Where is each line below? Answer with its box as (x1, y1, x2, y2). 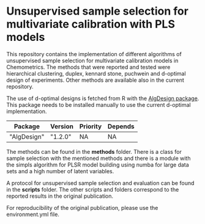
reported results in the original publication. (6, 192, 114, 200)
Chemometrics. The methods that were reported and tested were (6, 63, 171, 71)
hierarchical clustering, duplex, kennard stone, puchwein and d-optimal (6, 70, 186, 77)
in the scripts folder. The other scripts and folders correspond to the (6, 186, 179, 193)
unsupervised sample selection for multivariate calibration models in (6, 57, 179, 64)
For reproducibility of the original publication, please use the (6, 204, 158, 211)
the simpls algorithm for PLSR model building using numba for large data (6, 161, 190, 168)
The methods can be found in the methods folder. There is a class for (6, 148, 182, 155)
